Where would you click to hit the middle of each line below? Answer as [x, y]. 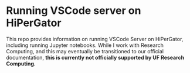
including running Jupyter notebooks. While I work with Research [85, 45]
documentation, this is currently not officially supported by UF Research [95, 57]
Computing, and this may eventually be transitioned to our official [85, 51]
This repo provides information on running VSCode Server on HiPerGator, [95, 39]
